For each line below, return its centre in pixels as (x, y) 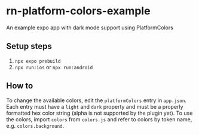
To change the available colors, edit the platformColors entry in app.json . (97, 100)
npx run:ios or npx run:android (54, 67)
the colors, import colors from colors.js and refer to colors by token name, (99, 119)
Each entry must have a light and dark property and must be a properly (95, 106)
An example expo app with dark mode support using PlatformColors (90, 27)
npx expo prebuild (38, 61)
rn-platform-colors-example (78, 11)
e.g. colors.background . (35, 125)
